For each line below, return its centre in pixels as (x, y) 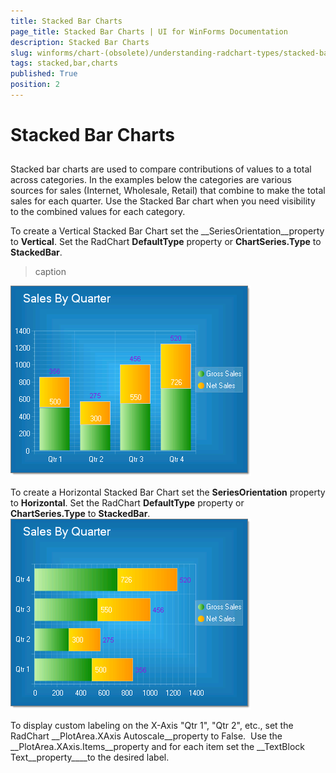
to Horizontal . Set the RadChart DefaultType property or (127, 503)
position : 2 (35, 85)
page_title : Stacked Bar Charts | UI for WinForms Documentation (149, 31)
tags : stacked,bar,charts (64, 63)
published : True (44, 74)
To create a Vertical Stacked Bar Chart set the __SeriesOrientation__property (167, 231)
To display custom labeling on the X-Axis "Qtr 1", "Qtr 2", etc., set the (152, 726)
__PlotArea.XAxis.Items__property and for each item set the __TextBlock (157, 747)
